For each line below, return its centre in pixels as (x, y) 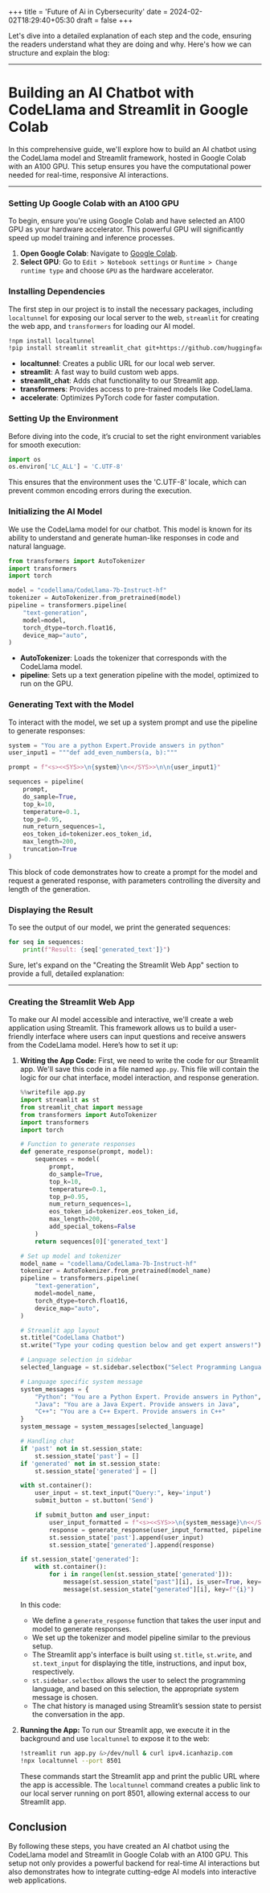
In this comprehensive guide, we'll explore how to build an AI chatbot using (133, 149)
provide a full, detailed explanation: (66, 973)
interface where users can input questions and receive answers (141, 1037)
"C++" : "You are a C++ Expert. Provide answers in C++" (130, 1412)
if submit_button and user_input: (92, 1515)
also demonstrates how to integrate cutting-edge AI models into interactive (133, 1872)
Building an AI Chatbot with (101, 93)
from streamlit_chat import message (81, 1107)
